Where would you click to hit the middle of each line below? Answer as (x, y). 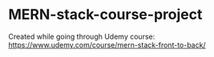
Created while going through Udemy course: (82, 36)
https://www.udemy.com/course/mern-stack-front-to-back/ (107, 44)
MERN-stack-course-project (105, 15)
